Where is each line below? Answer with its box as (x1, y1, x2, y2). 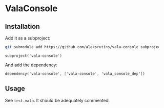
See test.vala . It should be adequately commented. (5, 97, 110, 103)
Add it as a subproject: (5, 35, 51, 41)
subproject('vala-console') (5, 53, 62, 58)
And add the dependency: (5, 62, 58, 68)
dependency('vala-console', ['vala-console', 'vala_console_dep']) (5, 71, 145, 76)
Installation (5, 22, 40, 31)
